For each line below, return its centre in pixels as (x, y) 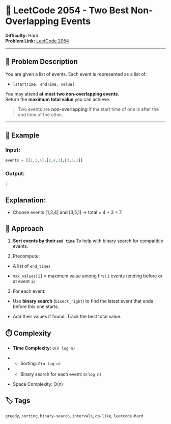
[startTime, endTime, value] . (44, 84)
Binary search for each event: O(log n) (61, 374)
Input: (13, 150)
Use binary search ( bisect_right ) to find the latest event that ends (83, 301)
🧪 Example (22, 136)
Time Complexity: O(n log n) (44, 348)
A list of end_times (32, 266)
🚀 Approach (24, 229)
